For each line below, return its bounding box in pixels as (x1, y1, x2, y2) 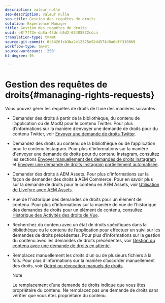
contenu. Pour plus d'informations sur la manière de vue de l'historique (12, 202, 157, 208)
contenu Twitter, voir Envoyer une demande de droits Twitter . (12, 131, 136, 137)
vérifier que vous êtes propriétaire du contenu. (12, 293, 107, 299)
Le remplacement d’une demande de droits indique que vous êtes (12, 282, 146, 288)
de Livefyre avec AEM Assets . (12, 187, 73, 193)
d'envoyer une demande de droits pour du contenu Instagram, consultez (12, 151, 160, 157)
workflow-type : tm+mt (5, 44, 50, 49)
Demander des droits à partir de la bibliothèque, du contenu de (12, 115, 140, 121)
